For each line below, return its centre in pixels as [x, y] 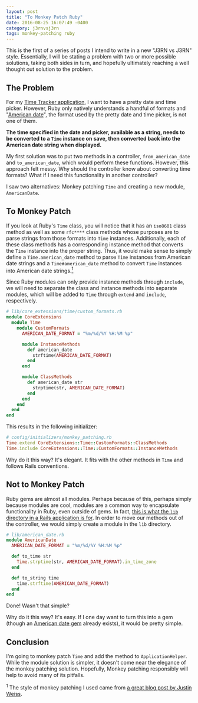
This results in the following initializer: [52, 427]
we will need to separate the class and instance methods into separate [92, 288]
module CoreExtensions [34, 317]
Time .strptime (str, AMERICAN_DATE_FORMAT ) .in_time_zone [87, 562]
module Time [26, 323]
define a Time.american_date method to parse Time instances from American [98, 257]
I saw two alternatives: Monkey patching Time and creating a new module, [95, 186]
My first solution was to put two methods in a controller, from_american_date [98, 156]
